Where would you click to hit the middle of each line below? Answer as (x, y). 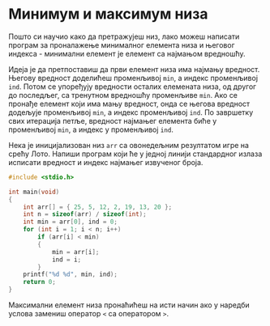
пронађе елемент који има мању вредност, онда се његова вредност (129, 104)
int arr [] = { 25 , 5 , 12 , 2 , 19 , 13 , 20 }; (98, 207)
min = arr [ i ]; (75, 252)
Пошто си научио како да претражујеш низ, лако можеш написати (124, 36)
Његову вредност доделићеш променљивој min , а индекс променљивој (133, 78)
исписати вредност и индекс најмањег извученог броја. (106, 162)
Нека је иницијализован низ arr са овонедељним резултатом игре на (129, 145)
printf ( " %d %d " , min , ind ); (70, 275)
